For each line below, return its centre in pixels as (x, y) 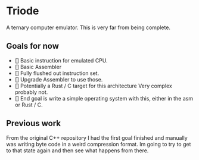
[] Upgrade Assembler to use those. (59, 79)
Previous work (34, 123)
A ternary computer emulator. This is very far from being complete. (88, 27)
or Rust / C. (29, 105)
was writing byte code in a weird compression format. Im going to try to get (99, 144)
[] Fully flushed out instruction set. (57, 73)
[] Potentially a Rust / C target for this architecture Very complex (94, 86)
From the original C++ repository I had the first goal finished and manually (97, 137)
